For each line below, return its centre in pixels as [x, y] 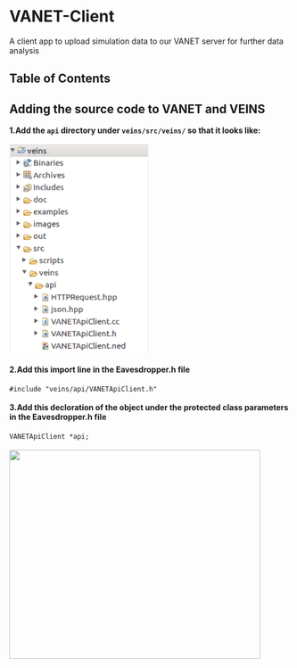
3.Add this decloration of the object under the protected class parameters [149, 408]
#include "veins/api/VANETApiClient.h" [83, 390]
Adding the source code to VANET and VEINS [137, 109]
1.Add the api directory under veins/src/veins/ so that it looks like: [135, 130]
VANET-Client [62, 16]
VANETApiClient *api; [49, 437]
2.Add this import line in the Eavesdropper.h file [99, 370]
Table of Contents [60, 79]
